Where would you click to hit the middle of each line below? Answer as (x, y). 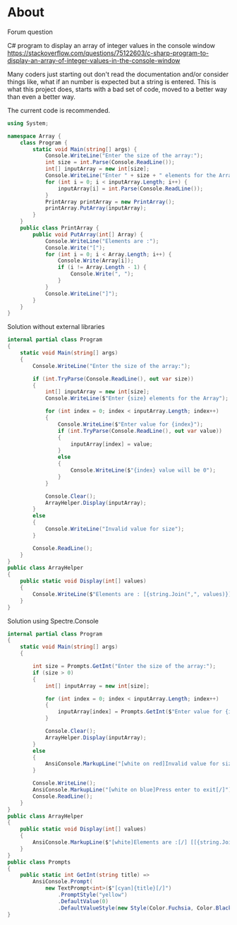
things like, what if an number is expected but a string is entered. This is (112, 81)
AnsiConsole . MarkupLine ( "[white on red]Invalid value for (132, 764)
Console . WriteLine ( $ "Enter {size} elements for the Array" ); (137, 399)
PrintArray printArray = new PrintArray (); (110, 202)
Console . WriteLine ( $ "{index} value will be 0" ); (143, 470)
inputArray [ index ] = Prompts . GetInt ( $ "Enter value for (140, 712)
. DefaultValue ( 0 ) (83, 901)
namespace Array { (34, 136)
